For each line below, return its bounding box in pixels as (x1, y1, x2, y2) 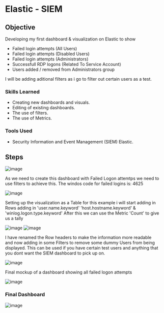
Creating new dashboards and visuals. (12, 99, 90, 105)
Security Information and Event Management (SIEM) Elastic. (12, 139, 134, 145)
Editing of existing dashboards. (12, 105, 75, 111)
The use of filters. (12, 110, 48, 116)
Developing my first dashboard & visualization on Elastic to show (5, 36, 136, 42)
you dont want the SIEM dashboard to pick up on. (5, 250, 106, 256)
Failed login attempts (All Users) (12, 46, 77, 51)
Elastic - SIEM (5, 3, 63, 15)
